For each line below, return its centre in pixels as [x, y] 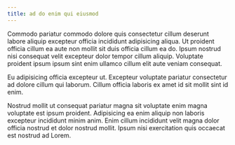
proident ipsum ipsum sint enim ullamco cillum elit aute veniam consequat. [115, 63]
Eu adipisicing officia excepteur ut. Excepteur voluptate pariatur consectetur [117, 77]
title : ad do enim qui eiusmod [53, 14]
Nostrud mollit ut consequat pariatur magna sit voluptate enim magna [108, 105]
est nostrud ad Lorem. [39, 135]
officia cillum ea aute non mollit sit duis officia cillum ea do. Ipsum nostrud [114, 48]
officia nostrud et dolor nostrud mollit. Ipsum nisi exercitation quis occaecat [116, 127]
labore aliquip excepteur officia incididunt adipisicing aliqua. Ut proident [111, 41]
